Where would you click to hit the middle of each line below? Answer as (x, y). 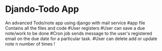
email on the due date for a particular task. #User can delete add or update (81, 39)
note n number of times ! (30, 44)
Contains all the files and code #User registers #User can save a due (75, 28)
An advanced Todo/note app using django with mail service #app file (75, 23)
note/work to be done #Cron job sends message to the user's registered (79, 33)
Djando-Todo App (42, 9)
